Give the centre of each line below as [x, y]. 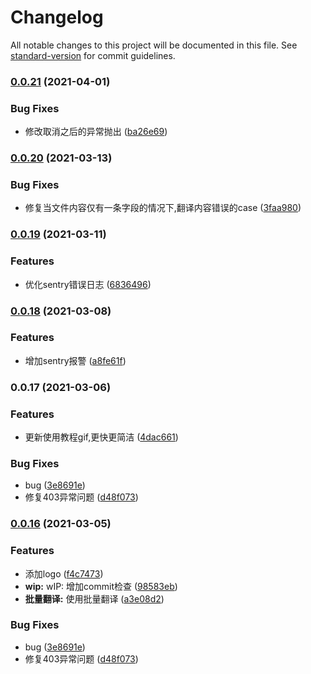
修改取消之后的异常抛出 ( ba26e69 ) [96, 132]
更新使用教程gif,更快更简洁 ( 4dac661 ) [101, 437]
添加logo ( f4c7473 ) [64, 573]
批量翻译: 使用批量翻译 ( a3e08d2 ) [94, 598]
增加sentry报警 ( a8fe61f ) [75, 360]
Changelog [57, 17]
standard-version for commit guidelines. [93, 55]
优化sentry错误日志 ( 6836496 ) [88, 284]
